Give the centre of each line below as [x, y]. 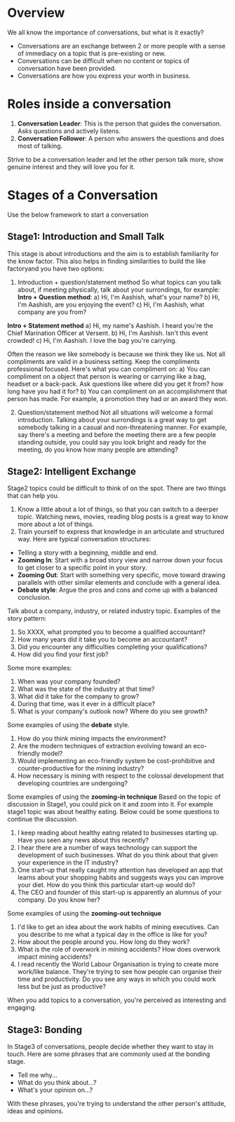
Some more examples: [40, 668]
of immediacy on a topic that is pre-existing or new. [92, 53]
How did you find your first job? [63, 654]
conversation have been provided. [67, 68]
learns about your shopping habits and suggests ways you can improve [121, 877]
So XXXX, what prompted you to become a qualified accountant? [111, 632]
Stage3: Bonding [45, 1030]
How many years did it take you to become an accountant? [102, 640]
